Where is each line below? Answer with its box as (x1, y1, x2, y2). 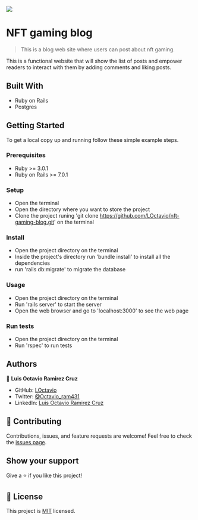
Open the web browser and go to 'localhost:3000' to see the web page (14, 307, 189, 314)
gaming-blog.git (14, 218, 55, 226)
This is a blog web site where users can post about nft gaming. (20, 45, 175, 53)
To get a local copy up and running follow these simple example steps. (6, 136, 179, 143)
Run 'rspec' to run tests (14, 342, 73, 349)
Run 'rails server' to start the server (14, 301, 102, 308)
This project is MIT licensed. (6, 507, 76, 515)
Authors (6, 359, 37, 369)
